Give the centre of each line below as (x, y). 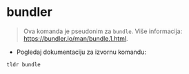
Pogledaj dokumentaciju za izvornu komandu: (81, 52)
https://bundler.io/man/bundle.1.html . (76, 38)
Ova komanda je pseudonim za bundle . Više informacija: (103, 31)
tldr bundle (23, 64)
